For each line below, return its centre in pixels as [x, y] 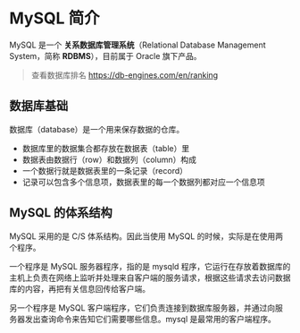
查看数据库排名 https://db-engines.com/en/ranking [125, 75]
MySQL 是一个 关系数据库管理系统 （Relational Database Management [137, 45]
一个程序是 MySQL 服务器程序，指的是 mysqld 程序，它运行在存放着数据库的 [150, 266]
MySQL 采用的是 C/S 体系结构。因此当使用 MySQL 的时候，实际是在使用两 [146, 236]
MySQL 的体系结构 [61, 213]
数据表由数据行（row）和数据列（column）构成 [109, 159]
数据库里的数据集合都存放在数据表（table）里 [106, 148]
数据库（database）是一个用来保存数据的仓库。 [97, 129]
